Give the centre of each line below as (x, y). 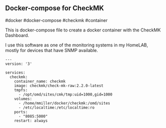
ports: (21, 112)
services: (15, 72)
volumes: (23, 99)
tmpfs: (21, 90)
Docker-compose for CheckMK (55, 8)
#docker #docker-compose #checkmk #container (57, 20)
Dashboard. (17, 35)
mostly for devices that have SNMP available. (52, 50)
